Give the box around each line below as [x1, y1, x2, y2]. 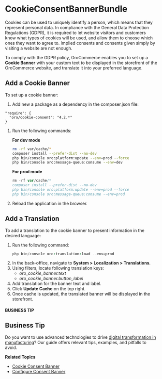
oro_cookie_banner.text [19, 270, 66, 276]
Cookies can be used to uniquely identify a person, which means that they [5, 19, 153, 25]
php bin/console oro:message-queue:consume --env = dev [12, 160, 123, 165]
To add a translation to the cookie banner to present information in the [5, 227, 145, 233]
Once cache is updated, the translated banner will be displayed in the [12, 291, 150, 297]
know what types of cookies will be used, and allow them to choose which [5, 35, 153, 41]
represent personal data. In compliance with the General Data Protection [5, 24, 149, 30]
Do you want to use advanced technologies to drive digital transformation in [5, 334, 156, 340]
